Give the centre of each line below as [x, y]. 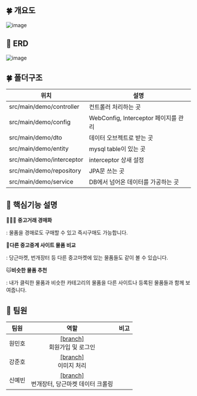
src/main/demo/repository [45, 171]
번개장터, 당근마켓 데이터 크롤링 [72, 384]
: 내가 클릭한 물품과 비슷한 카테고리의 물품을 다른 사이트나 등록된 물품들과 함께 [95, 283]
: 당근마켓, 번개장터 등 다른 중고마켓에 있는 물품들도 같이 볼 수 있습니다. [87, 258]
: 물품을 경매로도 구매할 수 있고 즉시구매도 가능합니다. [67, 233]
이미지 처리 [72, 365]
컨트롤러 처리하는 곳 [115, 107]
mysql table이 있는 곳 [117, 149]
